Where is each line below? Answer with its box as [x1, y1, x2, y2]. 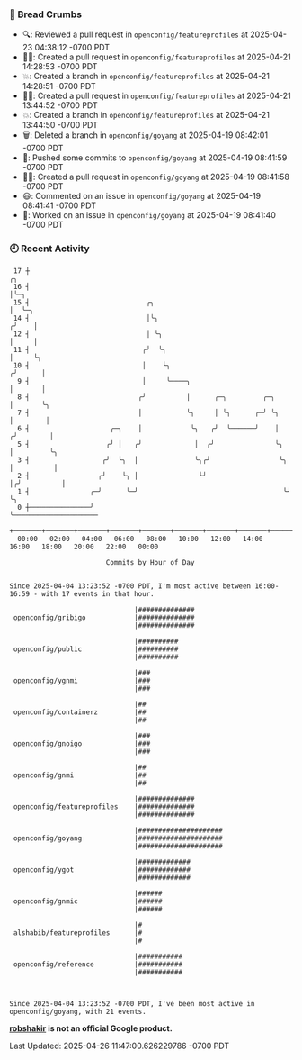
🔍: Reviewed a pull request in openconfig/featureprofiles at [22, 29, 249, 40]
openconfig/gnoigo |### [13, 738, 151, 748]
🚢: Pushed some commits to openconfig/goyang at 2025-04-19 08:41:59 [22, 152, 288, 163]
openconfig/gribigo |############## [13, 612, 195, 622]
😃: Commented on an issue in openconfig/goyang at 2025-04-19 [22, 191, 262, 202]
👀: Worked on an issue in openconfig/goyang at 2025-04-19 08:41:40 [22, 210, 276, 221]
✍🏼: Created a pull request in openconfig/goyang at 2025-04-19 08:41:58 [22, 171, 290, 183]
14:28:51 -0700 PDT [22, 81, 96, 92]
